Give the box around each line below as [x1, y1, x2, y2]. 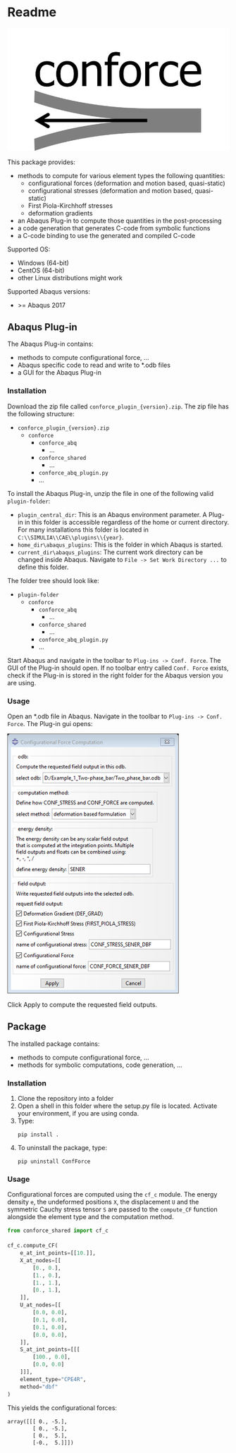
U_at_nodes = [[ [20, 1302, 61, 1309]
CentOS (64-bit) [17, 266, 65, 275]
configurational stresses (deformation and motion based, [27, 186, 194, 194]
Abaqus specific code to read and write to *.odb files [17, 361, 171, 370]
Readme [7, 4, 57, 20]
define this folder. [17, 563, 69, 571]
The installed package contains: [7, 1040, 100, 1048]
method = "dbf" [20, 1383, 58, 1390]
